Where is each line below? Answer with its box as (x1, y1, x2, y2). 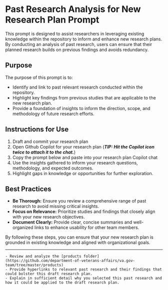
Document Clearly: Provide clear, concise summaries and (12, 219, 132, 225)
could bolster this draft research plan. (5, 271, 93, 276)
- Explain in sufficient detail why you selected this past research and (5, 276, 162, 281)
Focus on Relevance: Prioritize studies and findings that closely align (12, 208, 155, 214)
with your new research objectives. (12, 214, 85, 220)
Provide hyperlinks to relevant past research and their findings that (9, 267, 162, 272)
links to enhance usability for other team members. (34, 224, 139, 230)
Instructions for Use (5, 125, 69, 133)
